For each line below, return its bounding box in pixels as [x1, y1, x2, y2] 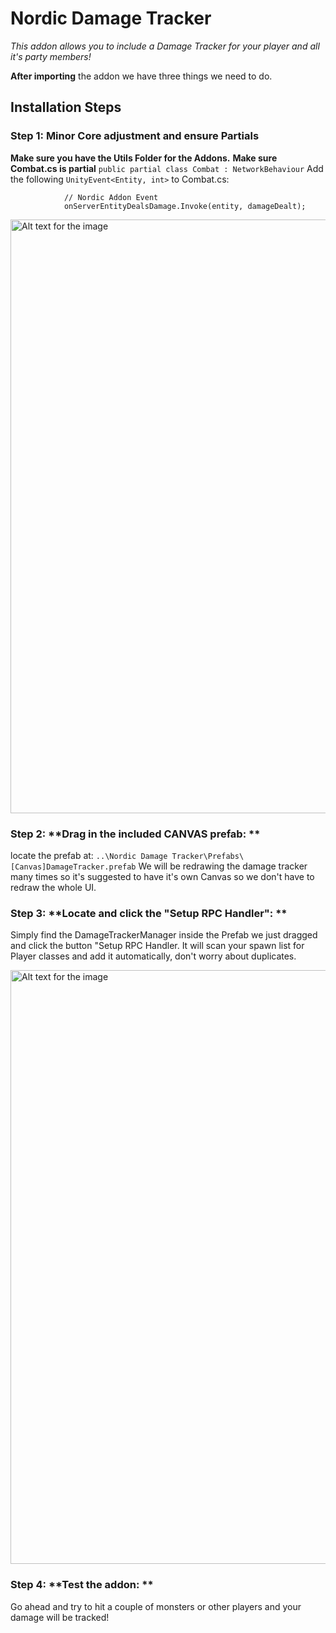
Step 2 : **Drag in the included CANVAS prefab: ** [10, 827, 261, 841]
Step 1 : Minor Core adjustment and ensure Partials [10, 129, 260, 143]
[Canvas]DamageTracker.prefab [10, 862, 137, 872]
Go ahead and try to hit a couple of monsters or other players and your [10, 1600, 302, 1612]
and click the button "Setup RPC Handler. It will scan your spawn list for [10, 940, 305, 952]
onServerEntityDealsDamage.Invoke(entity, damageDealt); [63, 201, 307, 211]
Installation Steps [10, 99, 122, 116]
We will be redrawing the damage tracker [138, 860, 308, 872]
